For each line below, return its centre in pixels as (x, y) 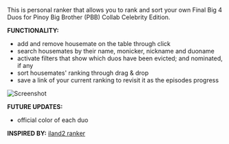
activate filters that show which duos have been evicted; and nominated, (120, 58)
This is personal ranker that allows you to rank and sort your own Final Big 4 (115, 10)
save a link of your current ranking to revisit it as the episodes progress (118, 80)
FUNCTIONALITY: (33, 31)
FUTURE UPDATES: (35, 107)
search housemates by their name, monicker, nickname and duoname (116, 51)
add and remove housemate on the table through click (94, 44)
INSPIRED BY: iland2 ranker (46, 133)
